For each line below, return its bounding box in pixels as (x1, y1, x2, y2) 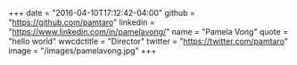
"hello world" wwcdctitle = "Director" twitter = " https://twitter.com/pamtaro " (8, 36, 289, 46)
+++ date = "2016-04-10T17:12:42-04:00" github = (8, 8, 195, 18)
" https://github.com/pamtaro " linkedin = (8, 17, 155, 28)
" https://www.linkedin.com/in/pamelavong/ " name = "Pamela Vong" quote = (8, 27, 289, 37)
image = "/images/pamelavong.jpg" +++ (8, 45, 157, 56)
